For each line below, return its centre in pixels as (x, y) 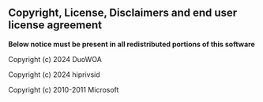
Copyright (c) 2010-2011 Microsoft (64, 89)
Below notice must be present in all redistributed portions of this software (131, 44)
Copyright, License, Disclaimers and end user (123, 13)
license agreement (55, 25)
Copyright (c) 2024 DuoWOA (55, 59)
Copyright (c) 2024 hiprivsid (54, 75)
